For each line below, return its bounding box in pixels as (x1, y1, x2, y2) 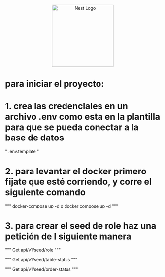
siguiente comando (5, 187, 86, 198)
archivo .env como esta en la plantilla (5, 111, 161, 123)
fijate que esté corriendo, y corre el (5, 176, 152, 187)
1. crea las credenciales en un (5, 101, 128, 112)
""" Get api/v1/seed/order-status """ (5, 266, 78, 272)
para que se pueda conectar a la (5, 122, 139, 133)
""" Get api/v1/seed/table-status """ (5, 257, 78, 262)
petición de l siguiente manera (5, 231, 132, 242)
